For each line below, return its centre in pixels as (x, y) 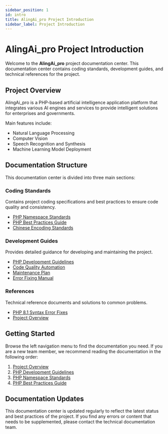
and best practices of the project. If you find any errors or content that (78, 416)
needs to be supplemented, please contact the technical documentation (80, 422)
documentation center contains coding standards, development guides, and (84, 69)
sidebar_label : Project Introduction (45, 24)
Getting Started (30, 334)
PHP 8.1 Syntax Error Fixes (40, 312)
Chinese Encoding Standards (43, 228)
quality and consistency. (31, 207)
